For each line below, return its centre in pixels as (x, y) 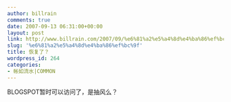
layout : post (26, 33)
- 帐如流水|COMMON (32, 71)
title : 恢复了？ (28, 52)
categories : (24, 65)
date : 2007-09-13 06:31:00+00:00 (55, 26)
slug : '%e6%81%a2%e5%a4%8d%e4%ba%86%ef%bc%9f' (75, 45)
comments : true (29, 20)
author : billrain (32, 13)
